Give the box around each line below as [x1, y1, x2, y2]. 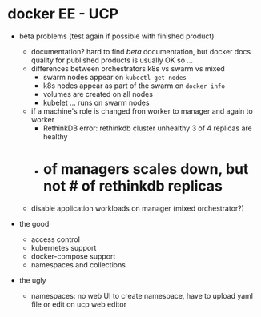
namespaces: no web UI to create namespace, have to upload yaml [30, 291, 254, 300]
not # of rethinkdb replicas [42, 177, 223, 195]
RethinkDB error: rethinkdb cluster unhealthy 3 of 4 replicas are [42, 123, 253, 133]
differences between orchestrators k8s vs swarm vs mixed [30, 63, 225, 73]
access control [30, 234, 81, 244]
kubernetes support [30, 243, 97, 252]
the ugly [18, 275, 46, 285]
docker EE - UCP [7, 5, 119, 23]
